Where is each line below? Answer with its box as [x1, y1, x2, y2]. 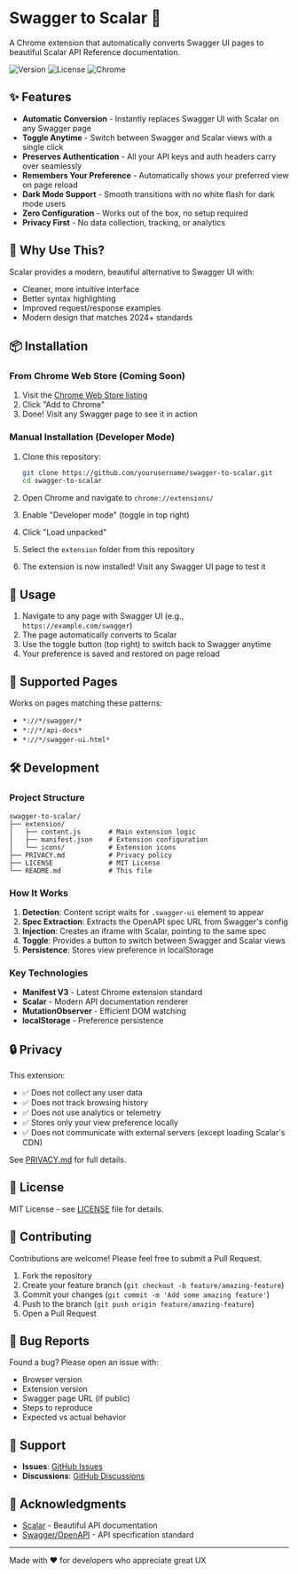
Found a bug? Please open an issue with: [9, 1357, 160, 1368]
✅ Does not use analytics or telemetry [21, 1107, 161, 1118]
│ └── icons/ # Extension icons [9, 842, 176, 851]
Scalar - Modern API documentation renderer [21, 996, 189, 1007]
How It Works [9, 887, 69, 899]
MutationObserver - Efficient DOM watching [21, 1006, 186, 1016]
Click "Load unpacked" [21, 527, 107, 538]
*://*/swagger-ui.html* [21, 735, 111, 744]
